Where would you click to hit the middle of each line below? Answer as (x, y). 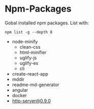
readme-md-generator (36, 85)
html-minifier (33, 52)
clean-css (30, 47)
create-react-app (30, 74)
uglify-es (29, 63)
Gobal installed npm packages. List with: (47, 23)
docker (19, 95)
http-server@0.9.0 (31, 101)
